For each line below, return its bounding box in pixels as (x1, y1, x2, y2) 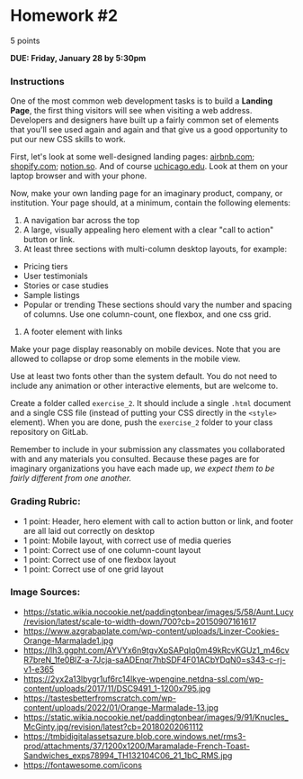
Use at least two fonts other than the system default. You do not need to (10, 371, 278, 382)
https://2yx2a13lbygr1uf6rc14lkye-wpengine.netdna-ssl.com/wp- (22, 673, 264, 684)
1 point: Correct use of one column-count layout (22, 544, 201, 555)
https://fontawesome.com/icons (22, 759, 143, 770)
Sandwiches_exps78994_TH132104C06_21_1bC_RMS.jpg (22, 749, 233, 761)
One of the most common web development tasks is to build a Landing (10, 95, 273, 106)
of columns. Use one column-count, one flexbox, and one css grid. (22, 309, 272, 320)
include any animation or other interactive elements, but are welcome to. (10, 380, 279, 392)
